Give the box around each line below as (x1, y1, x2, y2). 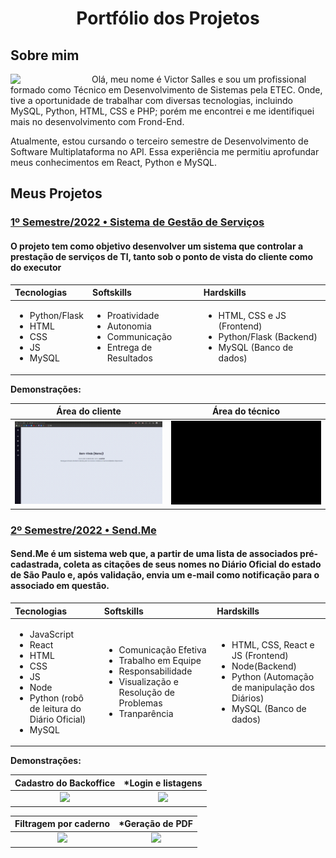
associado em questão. (10, 580, 110, 592)
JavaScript (29, 628, 75, 640)
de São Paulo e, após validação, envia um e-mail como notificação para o (10, 569, 320, 581)
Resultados (106, 352, 153, 364)
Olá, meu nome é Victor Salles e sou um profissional (91, 73, 307, 85)
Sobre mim (10, 47, 80, 64)
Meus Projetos (10, 185, 103, 202)
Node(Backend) (231, 660, 298, 672)
